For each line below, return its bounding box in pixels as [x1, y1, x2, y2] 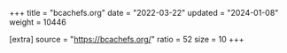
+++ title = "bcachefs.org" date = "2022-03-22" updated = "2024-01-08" [9, 8, 279, 18]
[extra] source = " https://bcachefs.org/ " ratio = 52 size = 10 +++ [9, 34, 245, 44]
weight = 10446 [9, 17, 66, 27]
